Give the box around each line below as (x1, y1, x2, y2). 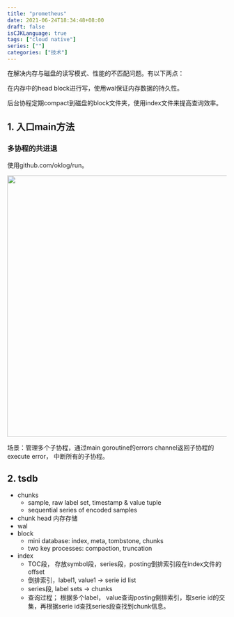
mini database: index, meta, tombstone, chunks (27, 537, 164, 545)
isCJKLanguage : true (7, 29, 68, 37)
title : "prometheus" (7, 10, 68, 17)
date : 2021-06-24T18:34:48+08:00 (7, 17, 104, 24)
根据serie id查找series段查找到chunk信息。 (46, 602, 170, 611)
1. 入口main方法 (7, 121, 75, 133)
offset (27, 568, 45, 576)
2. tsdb (7, 472, 38, 485)
